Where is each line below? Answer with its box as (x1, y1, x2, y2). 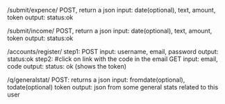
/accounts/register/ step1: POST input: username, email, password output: (7, 48, 219, 55)
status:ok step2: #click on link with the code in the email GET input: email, (7, 55, 219, 63)
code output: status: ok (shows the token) (7, 62, 127, 70)
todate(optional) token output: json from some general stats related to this (7, 83, 219, 91)
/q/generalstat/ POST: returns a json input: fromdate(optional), (7, 76, 185, 84)
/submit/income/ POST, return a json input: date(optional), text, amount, (7, 27, 212, 35)
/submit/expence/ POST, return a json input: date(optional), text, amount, (7, 6, 216, 14)
